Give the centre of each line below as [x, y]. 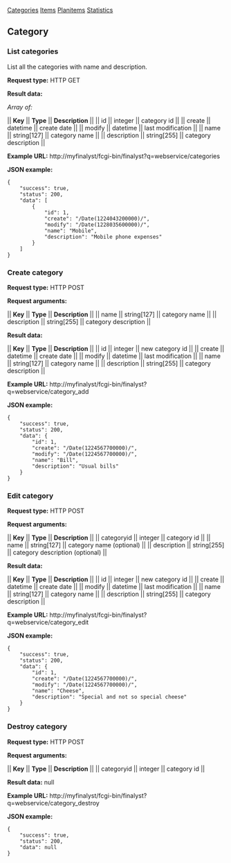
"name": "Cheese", [58, 691]
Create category [35, 272]
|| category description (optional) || [57, 553]
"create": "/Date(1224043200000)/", [97, 219]
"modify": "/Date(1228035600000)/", [97, 225]
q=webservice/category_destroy [54, 803]
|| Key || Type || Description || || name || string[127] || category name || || [112, 314]
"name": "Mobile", [71, 231]
